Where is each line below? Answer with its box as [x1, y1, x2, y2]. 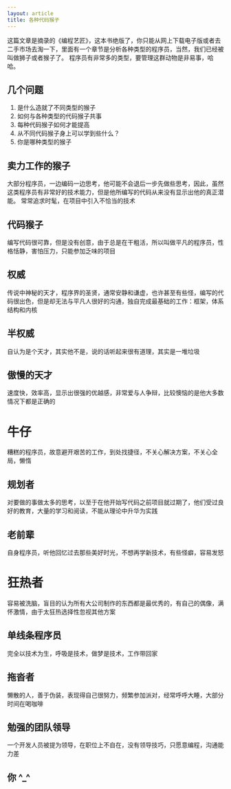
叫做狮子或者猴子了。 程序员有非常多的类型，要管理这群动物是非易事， [7, 53, 208, 62]
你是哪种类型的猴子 [16, 138, 72, 146]
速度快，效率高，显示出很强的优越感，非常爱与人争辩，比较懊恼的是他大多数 [7, 389, 224, 397]
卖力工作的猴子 [7, 159, 71, 172]
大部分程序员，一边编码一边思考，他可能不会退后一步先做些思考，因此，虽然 [7, 179, 224, 188]
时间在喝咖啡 [7, 699, 43, 708]
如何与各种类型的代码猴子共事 [16, 112, 102, 120]
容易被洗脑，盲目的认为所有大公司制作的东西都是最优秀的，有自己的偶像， [7, 599, 218, 607]
